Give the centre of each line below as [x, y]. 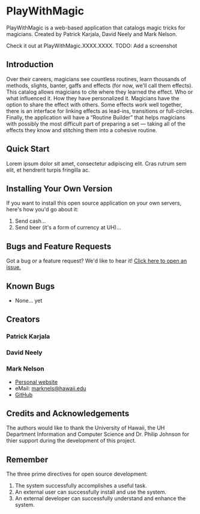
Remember [27, 460]
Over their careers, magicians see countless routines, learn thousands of [96, 79]
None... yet [29, 301]
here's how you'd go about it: [43, 210]
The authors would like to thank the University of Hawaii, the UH [86, 428]
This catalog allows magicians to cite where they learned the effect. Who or [100, 92]
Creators [23, 319]
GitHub [24, 395]
